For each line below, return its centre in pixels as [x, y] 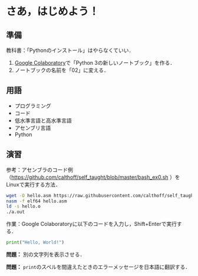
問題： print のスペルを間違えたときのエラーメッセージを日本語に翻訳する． [98, 267]
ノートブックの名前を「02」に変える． [62, 70]
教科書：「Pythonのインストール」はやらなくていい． [70, 50]
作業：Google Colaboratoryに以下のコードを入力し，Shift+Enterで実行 [91, 224]
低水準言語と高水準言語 [43, 120]
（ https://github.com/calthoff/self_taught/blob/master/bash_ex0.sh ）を [93, 177]
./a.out [16, 212]
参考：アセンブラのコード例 [40, 169]
